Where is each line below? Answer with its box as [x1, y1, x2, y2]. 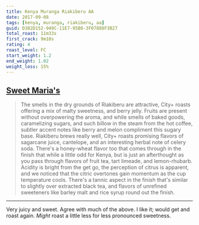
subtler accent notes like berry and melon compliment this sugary [20, 126, 181, 133]
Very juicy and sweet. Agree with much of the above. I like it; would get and [6, 206, 190, 213]
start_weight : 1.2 [6, 53, 52, 58]
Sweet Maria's [6, 85, 60, 95]
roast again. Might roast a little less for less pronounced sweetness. [6, 212, 171, 219]
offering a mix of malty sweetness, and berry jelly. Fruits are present [20, 107, 188, 115]
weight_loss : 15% [6, 63, 49, 70]
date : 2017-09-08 [6, 14, 49, 20]
